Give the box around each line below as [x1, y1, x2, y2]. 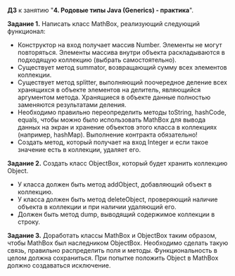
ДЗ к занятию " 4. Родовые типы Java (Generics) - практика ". [7, 6, 194, 14]
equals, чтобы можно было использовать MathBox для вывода [17, 115, 206, 124]
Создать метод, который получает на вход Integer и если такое [17, 138, 209, 146]
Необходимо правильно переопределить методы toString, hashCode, [17, 108, 227, 116]
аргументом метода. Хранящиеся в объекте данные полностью [17, 93, 211, 101]
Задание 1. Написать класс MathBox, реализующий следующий [7, 20, 201, 27]
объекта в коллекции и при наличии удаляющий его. [17, 203, 177, 211]
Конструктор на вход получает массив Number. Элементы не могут [17, 41, 222, 49]
